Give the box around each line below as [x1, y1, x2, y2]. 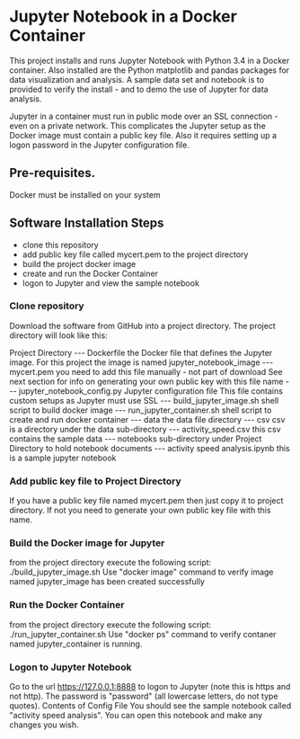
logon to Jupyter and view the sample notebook [22, 277, 200, 289]
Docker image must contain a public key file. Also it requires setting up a [9, 129, 277, 140]
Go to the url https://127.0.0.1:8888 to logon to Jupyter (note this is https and [9, 681, 291, 692]
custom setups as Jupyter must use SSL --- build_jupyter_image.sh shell [9, 395, 279, 405]
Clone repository [9, 299, 84, 312]
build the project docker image [22, 258, 137, 269]
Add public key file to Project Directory [9, 475, 181, 487]
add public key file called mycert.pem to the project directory [22, 249, 249, 260]
